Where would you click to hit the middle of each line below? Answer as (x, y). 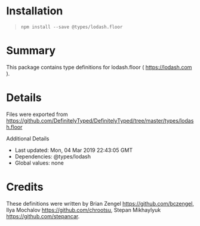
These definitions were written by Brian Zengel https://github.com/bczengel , (100, 203)
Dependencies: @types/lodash (53, 156)
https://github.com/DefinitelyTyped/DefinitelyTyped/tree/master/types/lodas (100, 120)
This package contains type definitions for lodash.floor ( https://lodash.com (99, 67)
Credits (25, 187)
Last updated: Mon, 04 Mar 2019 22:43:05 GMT (74, 150)
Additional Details (28, 138)
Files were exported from (37, 114)
